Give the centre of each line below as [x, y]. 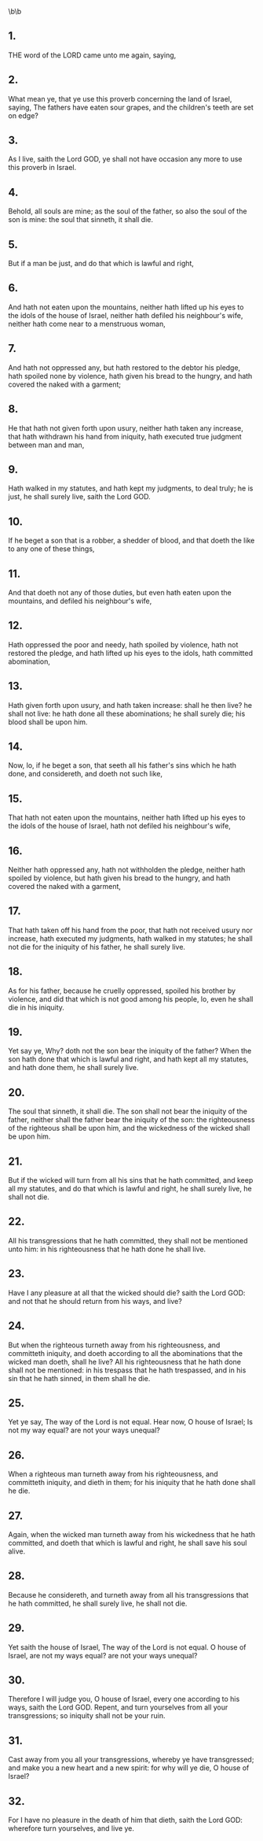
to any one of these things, [51, 549]
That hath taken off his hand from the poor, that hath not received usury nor [130, 930]
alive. [17, 1551]
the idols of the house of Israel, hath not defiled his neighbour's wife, [120, 826]
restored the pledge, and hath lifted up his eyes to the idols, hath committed [131, 653]
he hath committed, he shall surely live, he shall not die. [98, 1603]
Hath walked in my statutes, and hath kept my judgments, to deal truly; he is [131, 488]
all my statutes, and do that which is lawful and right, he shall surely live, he [130, 1189]
